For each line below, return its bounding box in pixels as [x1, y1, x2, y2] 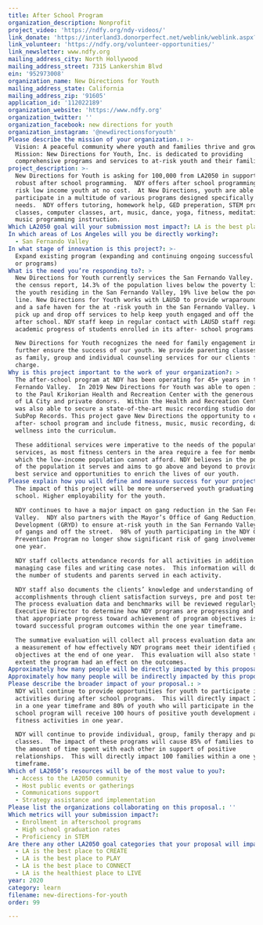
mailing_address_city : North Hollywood [8, 56, 139, 64]
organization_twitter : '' [8, 114, 92, 122]
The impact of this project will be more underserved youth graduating [15, 485, 254, 493]
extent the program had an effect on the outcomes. [15, 658, 188, 666]
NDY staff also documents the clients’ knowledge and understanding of [15, 585, 254, 593]
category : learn [8, 883, 61, 891]
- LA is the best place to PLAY [15, 854, 121, 863]
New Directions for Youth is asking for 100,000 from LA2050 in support [15, 172, 258, 180]
